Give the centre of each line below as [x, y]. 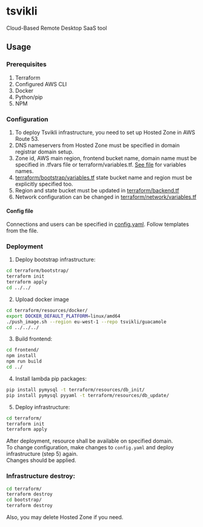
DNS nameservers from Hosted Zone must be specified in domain [97, 145]
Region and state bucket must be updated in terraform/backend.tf [97, 190]
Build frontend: [34, 339]
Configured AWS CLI [41, 84]
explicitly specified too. [44, 184]
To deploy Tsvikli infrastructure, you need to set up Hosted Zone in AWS [105, 132]
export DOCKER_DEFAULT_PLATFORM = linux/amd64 [63, 316]
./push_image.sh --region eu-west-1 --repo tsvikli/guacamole [86, 322]
